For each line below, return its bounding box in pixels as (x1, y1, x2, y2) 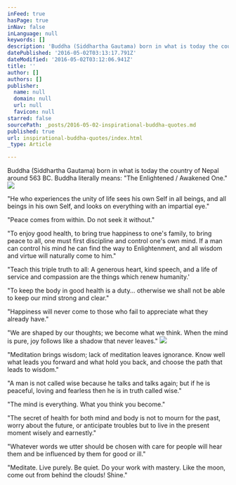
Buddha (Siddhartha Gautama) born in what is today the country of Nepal (7, 167, 219, 175)
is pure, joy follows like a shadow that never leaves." (7, 337, 158, 345)
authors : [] (7, 75, 42, 83)
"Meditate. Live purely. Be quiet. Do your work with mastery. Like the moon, (7, 463, 226, 472)
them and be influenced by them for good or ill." (7, 450, 146, 458)
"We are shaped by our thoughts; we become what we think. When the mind (7, 328, 228, 337)
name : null (13, 89, 46, 96)
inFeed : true (7, 10, 46, 18)
